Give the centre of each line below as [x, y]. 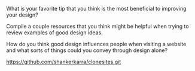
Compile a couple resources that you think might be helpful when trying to [98, 26]
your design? [22, 15]
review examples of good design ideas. [54, 33]
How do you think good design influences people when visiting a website [96, 44]
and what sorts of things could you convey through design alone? [87, 50]
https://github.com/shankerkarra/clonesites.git [64, 62]
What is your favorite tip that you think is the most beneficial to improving [96, 9]
